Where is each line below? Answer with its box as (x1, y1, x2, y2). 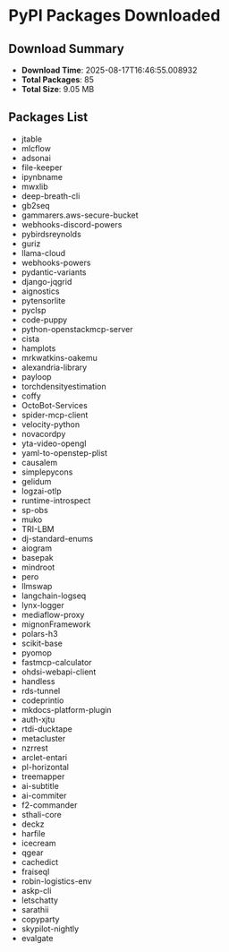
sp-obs (21, 504, 48, 515)
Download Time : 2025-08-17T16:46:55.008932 (21, 64, 198, 75)
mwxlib (21, 181, 48, 192)
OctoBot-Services (21, 399, 89, 410)
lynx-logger (21, 599, 64, 610)
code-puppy (21, 314, 68, 325)
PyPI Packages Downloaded (8, 5, 221, 26)
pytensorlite (21, 295, 66, 305)
